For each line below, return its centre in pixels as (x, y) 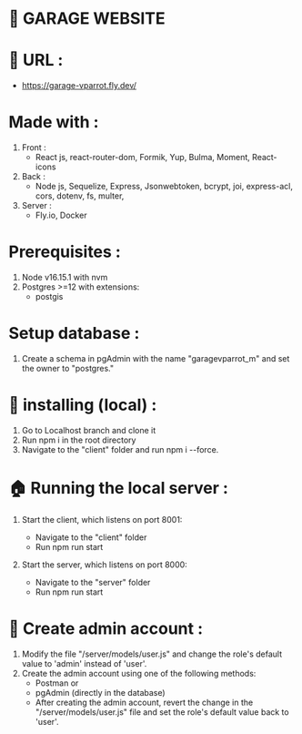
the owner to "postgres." (68, 368)
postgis (49, 296)
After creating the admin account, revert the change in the (144, 702)
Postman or (57, 683)
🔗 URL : (36, 61)
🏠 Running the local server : (119, 489)
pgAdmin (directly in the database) (100, 692)
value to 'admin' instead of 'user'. (84, 663)
